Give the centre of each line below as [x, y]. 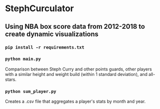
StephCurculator [40, 9]
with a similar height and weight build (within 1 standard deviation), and [76, 74]
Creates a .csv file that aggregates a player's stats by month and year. [75, 101]
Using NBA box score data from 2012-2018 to [75, 27]
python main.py [23, 59]
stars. [11, 79]
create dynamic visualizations [52, 34]
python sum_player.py [31, 91]
